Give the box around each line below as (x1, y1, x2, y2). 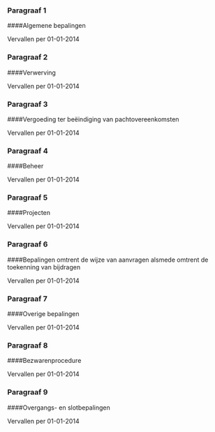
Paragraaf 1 (7, 6, 47, 15)
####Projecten (7, 209, 51, 217)
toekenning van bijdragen (7, 262, 81, 271)
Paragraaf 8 (7, 341, 48, 350)
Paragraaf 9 (7, 387, 48, 397)
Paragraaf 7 (7, 294, 47, 304)
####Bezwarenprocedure (7, 357, 82, 365)
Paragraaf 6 (7, 239, 48, 249)
